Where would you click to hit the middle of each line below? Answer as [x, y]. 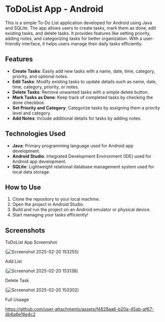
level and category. [32, 113]
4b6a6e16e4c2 [20, 315]
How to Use [23, 187]
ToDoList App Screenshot [31, 242]
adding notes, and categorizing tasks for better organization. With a [74, 38]
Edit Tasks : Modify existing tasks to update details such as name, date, [84, 81]
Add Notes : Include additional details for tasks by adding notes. [77, 118]
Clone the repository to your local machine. [56, 199]
